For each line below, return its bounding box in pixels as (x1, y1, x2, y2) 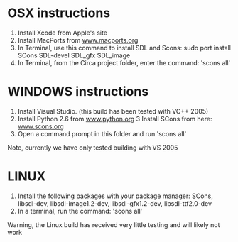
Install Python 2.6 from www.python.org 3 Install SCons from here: (17, 114, 212, 123)
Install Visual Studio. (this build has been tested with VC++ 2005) (17, 106, 209, 115)
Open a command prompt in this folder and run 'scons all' (17, 129, 187, 138)
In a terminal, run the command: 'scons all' (17, 207, 143, 215)
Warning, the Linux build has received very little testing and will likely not (7, 220, 220, 229)
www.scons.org (17, 122, 64, 131)
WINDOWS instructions (7, 84, 149, 100)
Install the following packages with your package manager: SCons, (17, 192, 213, 200)
